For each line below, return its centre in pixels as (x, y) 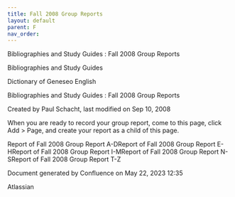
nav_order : (23, 34)
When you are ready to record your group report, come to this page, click (115, 123)
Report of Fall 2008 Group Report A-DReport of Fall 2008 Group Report (111, 144)
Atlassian (21, 187)
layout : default (31, 21)
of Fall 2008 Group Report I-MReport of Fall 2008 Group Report (126, 152)
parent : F (22, 27)
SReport (19, 159)
